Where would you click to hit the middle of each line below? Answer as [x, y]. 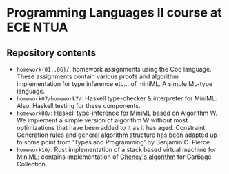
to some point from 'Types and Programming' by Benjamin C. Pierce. [114, 142]
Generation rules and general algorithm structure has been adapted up [117, 135]
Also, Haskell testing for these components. [78, 106]
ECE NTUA [37, 27]
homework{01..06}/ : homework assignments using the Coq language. [114, 69]
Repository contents [51, 53]
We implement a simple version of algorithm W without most [102, 120]
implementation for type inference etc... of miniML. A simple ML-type [114, 84]
